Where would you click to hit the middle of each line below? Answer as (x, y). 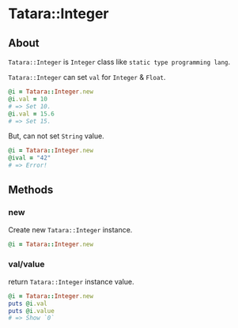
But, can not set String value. (56, 136)
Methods (31, 190)
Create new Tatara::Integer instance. (70, 229)
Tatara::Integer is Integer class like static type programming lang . (119, 62)
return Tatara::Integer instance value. (71, 281)
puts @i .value (32, 311)
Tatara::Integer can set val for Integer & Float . (87, 77)
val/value (26, 264)
